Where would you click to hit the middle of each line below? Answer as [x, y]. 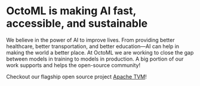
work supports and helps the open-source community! [73, 65]
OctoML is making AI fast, [71, 11]
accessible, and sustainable [77, 23]
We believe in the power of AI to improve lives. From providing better [90, 40]
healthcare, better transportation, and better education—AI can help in [93, 46]
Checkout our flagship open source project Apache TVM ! [77, 77]
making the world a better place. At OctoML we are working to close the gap [100, 52]
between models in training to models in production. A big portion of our [95, 59]
